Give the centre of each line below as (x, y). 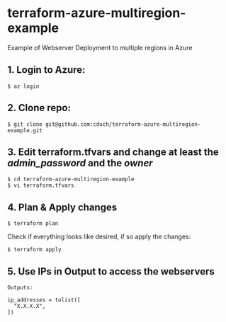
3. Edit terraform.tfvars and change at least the (113, 152)
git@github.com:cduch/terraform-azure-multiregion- (123, 124)
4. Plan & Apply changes (62, 207)
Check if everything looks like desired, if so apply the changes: (99, 237)
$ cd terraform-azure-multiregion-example (71, 179)
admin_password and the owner (80, 163)
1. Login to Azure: (46, 70)
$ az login (23, 86)
